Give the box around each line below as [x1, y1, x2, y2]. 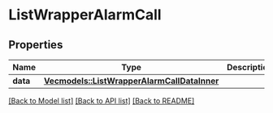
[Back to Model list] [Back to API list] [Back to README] [8, 96, 195, 106]
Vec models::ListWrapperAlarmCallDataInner [43, 75, 219, 86]
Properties [8, 38, 63, 52]
